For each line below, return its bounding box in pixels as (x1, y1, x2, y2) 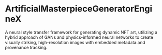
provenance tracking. (5, 44, 47, 50)
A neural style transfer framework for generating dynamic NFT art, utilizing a (5, 29, 158, 35)
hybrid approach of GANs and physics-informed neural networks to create (5, 34, 153, 40)
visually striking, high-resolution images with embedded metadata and (5, 39, 146, 45)
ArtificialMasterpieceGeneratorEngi (5, 3, 152, 14)
